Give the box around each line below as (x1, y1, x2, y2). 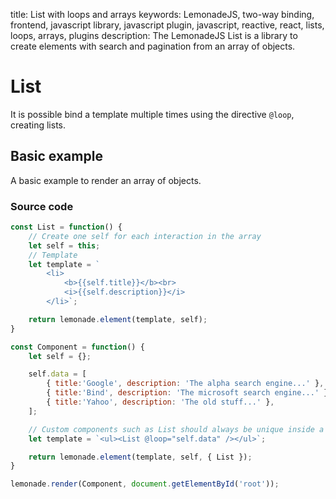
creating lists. (10, 119, 66, 131)
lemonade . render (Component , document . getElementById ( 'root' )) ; (10, 479, 280, 489)
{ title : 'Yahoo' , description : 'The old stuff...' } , (46, 397, 275, 408)
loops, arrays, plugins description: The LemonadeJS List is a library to (10, 30, 298, 41)
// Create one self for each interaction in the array (28, 231, 262, 241)
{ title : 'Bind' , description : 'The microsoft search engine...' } (46, 388, 329, 398)
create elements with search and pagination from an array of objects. (10, 40, 296, 52)
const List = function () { (10, 222, 123, 233)
